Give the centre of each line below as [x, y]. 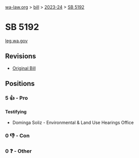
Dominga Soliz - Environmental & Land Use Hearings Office [73, 122]
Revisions [21, 56]
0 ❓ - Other [19, 151]
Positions [20, 84]
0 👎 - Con [17, 136]
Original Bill [24, 68]
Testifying [16, 112]
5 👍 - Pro [17, 98]
